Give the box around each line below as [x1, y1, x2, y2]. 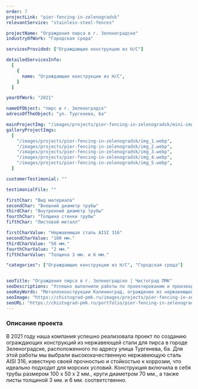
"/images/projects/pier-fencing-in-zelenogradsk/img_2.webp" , [16, 144, 173, 149]
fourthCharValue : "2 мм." [6, 246, 70, 252]
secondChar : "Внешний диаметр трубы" [6, 202, 99, 209]
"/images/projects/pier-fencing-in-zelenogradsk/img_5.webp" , [16, 160, 173, 166]
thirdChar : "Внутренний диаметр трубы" [6, 208, 104, 214]
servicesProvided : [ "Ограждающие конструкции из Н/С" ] [6, 46, 144, 52]
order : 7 [6, 8, 28, 15]
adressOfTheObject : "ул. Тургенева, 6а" [6, 111, 107, 117]
